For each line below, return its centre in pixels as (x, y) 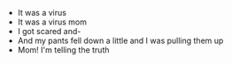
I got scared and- (49, 31)
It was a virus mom (52, 22)
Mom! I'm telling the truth (63, 50)
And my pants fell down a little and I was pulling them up (120, 40)
